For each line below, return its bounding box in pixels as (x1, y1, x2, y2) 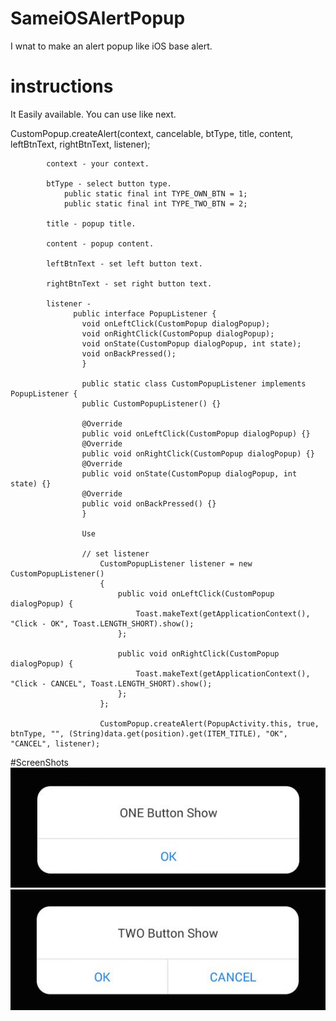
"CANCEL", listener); (10, 738, 101, 749)
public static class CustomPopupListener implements (81, 378, 307, 389)
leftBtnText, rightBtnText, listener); (10, 138, 151, 150)
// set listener (81, 548, 150, 559)
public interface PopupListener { (73, 308, 217, 319)
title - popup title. (46, 218, 137, 229)
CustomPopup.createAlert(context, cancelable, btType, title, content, (10, 127, 294, 139)
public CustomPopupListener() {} (81, 398, 222, 409)
